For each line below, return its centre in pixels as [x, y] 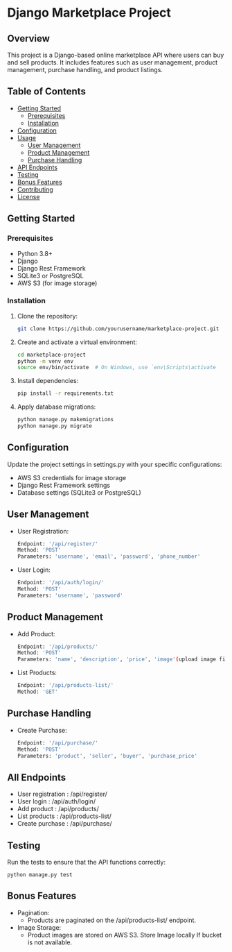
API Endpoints [37, 167]
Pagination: [33, 912]
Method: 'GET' [37, 692]
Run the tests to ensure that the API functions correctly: [87, 862]
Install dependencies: [48, 381]
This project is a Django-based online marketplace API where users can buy [116, 55]
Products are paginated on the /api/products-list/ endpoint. [111, 920]
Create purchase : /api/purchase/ [64, 824]
